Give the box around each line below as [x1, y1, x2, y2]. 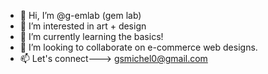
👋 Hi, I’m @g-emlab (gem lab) [19, 10, 142, 21]
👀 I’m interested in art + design [19, 20, 147, 32]
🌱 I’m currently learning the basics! [19, 31, 164, 42]
